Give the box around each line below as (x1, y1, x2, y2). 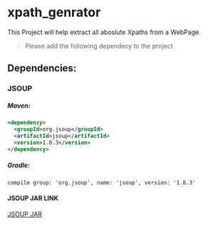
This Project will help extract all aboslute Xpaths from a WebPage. (7, 28, 201, 36)
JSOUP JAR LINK (7, 194, 59, 203)
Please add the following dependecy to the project (24, 41, 173, 50)
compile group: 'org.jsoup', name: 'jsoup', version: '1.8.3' (7, 179, 196, 186)
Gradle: (7, 161, 31, 169)
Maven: (7, 101, 31, 110)
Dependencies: (7, 62, 77, 75)
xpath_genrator (7, 4, 101, 21)
